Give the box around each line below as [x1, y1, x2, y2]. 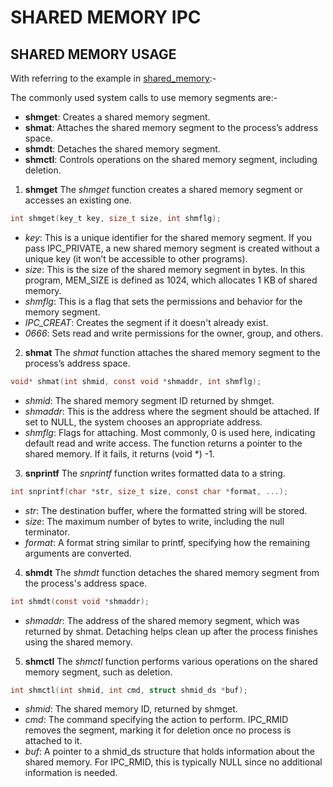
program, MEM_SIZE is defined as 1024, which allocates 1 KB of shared [24, 274, 318, 286]
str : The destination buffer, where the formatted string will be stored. [24, 504, 308, 516]
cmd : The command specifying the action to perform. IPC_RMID [24, 714, 289, 726]
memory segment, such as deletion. [24, 666, 173, 678]
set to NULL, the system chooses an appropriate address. [24, 416, 263, 428]
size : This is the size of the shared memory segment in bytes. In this [24, 263, 306, 275]
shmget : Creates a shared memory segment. [24, 111, 211, 123]
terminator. [24, 526, 70, 538]
